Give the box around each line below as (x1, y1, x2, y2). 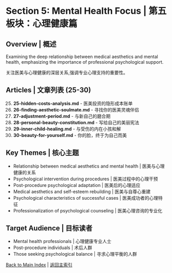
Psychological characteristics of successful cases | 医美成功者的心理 (13, 195, 159, 201)
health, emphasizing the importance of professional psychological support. (6, 59, 164, 65)
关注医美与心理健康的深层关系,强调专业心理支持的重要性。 (6, 70, 128, 75)
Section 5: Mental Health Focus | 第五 (6, 5, 167, 17)
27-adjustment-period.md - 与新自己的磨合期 (13, 113, 111, 119)
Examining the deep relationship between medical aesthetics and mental (6, 53, 158, 60)
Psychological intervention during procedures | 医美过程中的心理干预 (13, 176, 158, 182)
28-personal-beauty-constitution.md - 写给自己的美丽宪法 (13, 119, 139, 125)
